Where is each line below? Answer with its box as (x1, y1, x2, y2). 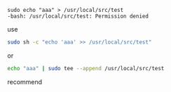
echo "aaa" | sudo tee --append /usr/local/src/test (7, 65, 165, 72)
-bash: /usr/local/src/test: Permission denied (7, 13, 149, 20)
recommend (7, 77, 43, 86)
